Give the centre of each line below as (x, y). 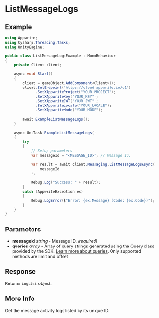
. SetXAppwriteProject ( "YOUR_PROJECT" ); (76, 92)
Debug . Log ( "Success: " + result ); (66, 183)
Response (21, 272)
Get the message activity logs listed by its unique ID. (57, 310)
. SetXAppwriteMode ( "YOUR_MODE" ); (69, 110)
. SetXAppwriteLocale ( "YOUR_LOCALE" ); (73, 106)
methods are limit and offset (40, 256)
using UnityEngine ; (25, 47)
